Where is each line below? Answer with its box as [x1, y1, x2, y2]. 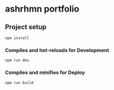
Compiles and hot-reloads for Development [5, 47, 109, 54]
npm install [5, 36, 29, 40]
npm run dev [5, 58, 29, 63]
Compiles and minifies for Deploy [5, 69, 85, 76]
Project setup [5, 23, 47, 31]
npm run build [5, 80, 34, 85]
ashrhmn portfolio [5, 3, 80, 15]
